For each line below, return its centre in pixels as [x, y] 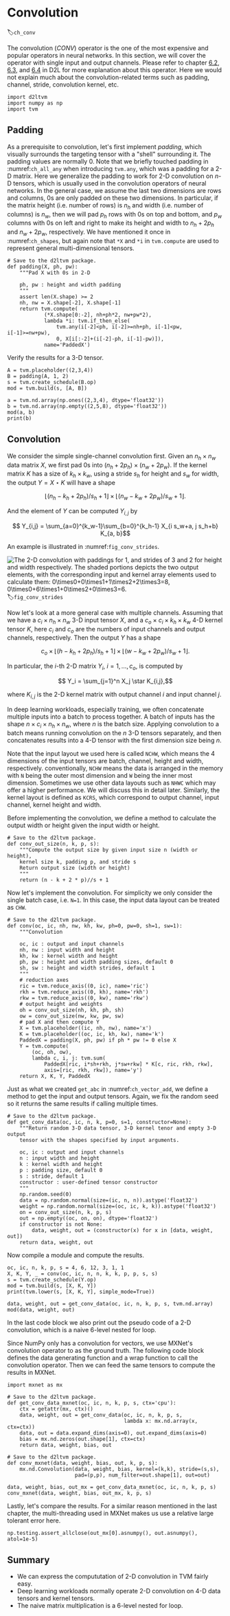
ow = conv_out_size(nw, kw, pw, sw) [72, 1016]
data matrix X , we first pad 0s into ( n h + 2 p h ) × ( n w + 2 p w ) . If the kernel [107, 465]
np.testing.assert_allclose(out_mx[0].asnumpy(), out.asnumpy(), [102, 1533]
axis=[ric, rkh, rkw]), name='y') [93, 1070]
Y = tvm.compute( [44, 1046]
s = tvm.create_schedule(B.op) [52, 382]
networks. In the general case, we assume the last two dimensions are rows [114, 190]
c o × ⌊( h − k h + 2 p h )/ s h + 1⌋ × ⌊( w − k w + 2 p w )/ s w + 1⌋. [115, 652]
